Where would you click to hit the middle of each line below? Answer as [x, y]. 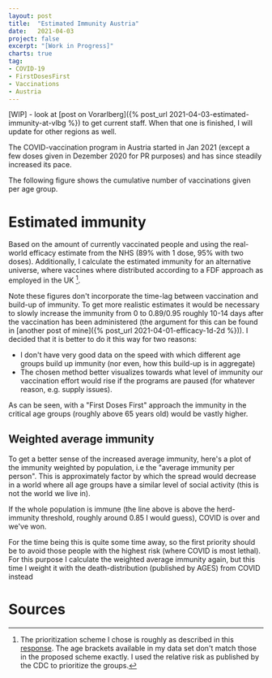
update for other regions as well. [63, 132]
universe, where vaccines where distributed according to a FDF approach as [136, 270]
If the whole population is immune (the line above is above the [112, 509]
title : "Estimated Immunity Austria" [74, 24]
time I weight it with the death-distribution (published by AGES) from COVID [134, 568]
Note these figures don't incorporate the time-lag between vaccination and [134, 296]
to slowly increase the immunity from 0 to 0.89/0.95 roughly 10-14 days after [136, 313]
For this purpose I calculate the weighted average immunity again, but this [132, 559]
